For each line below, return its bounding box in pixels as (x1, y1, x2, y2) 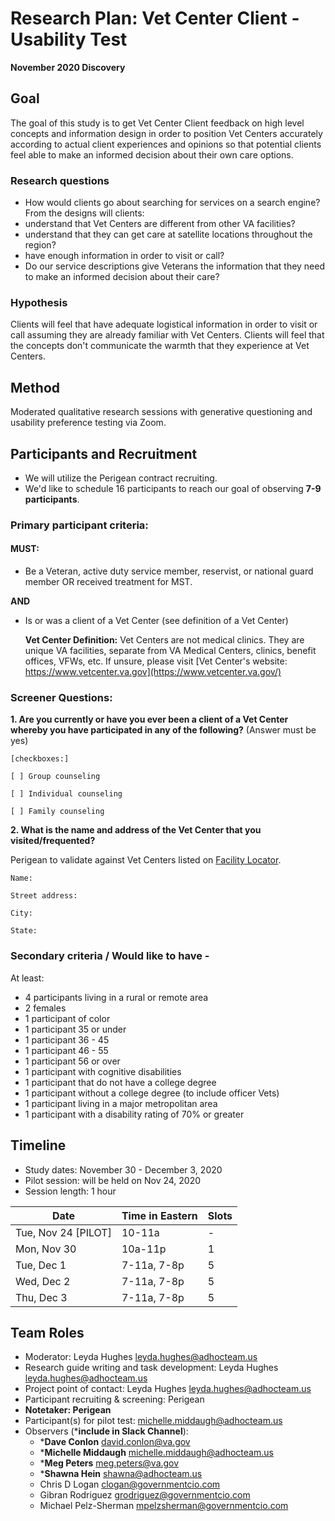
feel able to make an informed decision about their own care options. (10, 148, 294, 161)
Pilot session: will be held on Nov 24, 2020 (24, 1174, 202, 1186)
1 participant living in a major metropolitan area (24, 1097, 218, 1109)
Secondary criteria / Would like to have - (10, 949, 210, 963)
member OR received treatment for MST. (24, 576, 193, 588)
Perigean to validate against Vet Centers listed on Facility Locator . (10, 854, 282, 866)
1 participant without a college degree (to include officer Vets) (24, 1087, 280, 1099)
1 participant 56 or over (24, 1055, 121, 1067)
